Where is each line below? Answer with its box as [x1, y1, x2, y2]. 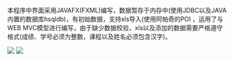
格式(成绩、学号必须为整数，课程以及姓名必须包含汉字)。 [7, 32, 172, 41]
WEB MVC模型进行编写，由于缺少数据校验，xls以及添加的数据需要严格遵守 [7, 24, 223, 32]
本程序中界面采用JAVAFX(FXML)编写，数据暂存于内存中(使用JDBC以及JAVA [7, 6, 227, 14]
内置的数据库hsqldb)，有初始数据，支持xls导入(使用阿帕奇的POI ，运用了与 [7, 15, 223, 23]
